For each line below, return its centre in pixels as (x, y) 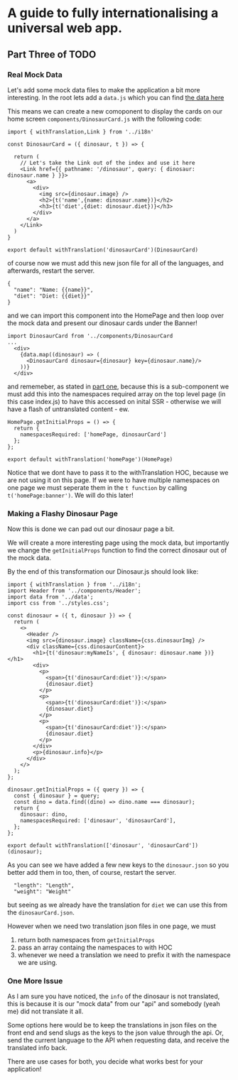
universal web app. (65, 28)
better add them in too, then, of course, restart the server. (92, 873)
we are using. (38, 963)
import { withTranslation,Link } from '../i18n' (81, 132)
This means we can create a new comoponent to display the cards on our (115, 111)
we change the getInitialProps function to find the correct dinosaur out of (117, 550)
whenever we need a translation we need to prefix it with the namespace (124, 955)
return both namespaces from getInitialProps (86, 940)
